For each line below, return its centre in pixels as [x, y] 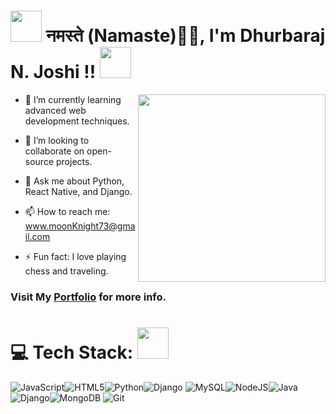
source [39, 161]
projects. [74, 161]
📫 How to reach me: [67, 211]
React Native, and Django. [78, 191]
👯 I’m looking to [57, 140]
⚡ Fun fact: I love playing [75, 256]
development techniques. [77, 121]
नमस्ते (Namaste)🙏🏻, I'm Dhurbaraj [185, 36]
